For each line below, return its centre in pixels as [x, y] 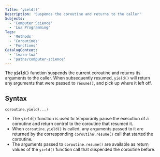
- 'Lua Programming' [30, 28]
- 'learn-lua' [23, 55]
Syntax [16, 98]
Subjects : [15, 18]
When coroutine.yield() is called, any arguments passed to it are [78, 129]
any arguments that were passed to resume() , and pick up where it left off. [79, 83]
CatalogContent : [21, 50]
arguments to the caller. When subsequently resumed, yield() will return [78, 78]
